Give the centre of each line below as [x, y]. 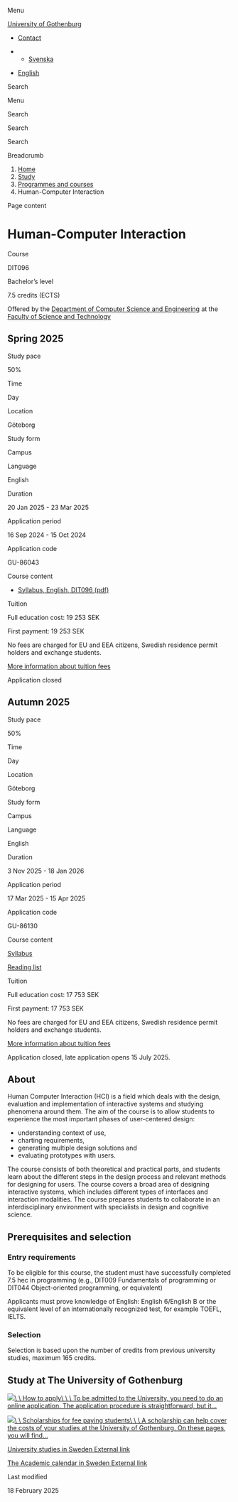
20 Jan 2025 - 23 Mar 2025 [48, 507]
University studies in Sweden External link [69, 1449]
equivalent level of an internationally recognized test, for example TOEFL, [114, 1309]
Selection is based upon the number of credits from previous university [112, 1350]
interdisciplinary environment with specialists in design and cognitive [108, 1207]
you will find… [28, 1436]
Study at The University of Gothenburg [95, 1380]
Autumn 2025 [39, 702]
